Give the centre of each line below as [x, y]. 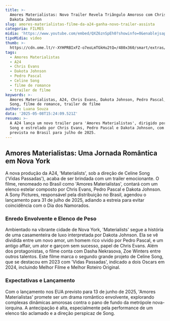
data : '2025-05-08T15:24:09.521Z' [42, 114]
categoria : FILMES [25, 29]
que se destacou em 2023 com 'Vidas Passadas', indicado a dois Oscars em [85, 262]
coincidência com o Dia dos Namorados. [48, 205]
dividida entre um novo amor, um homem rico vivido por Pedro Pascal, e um [84, 240]
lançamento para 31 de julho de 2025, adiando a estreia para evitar [75, 200]
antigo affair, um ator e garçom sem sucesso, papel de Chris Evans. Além [82, 246]
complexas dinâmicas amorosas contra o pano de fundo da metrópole [78, 302]
